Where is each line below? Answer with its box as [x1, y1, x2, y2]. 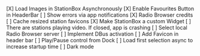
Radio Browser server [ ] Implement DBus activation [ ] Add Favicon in [6, 30, 178, 38]
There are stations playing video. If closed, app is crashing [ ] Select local [6, 24, 187, 31]
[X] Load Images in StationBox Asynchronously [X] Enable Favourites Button [6, 5, 195, 12]
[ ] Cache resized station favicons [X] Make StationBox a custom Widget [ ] [6, 18, 192, 24]
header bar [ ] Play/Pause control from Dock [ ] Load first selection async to [6, 37, 193, 43]
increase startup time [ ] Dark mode [6, 43, 94, 50]
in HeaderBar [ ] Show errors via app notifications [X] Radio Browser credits [6, 11, 193, 18]
